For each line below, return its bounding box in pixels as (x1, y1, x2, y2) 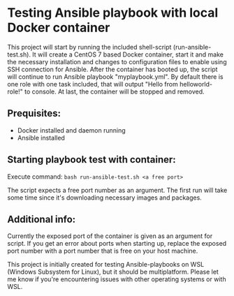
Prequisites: (7, 108, 61, 119)
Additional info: (7, 213, 76, 225)
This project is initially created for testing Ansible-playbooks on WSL (7, 260, 205, 269)
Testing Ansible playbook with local (7, 5, 219, 21)
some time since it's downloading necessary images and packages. (7, 193, 203, 202)
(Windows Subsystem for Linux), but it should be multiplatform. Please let (7, 267, 219, 276)
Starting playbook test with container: (7, 154, 176, 165)
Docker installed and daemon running (17, 126, 126, 134)
